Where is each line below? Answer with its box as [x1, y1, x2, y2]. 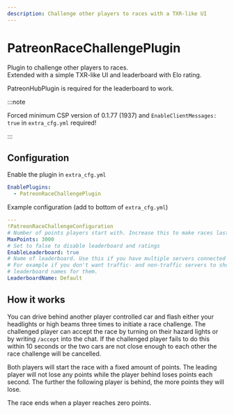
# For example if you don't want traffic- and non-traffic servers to [7, 262, 217, 269]
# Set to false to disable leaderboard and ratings [7, 242, 160, 249]
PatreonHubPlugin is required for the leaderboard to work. [7, 84, 174, 93]
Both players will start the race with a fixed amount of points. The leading [7, 363, 217, 371]
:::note [7, 97, 26, 106]
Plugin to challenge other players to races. [7, 63, 129, 72]
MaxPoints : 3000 [7, 236, 54, 243]
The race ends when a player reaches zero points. [7, 398, 151, 407]
